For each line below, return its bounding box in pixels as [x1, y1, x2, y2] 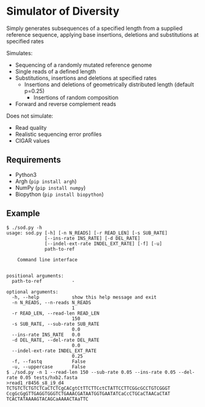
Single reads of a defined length [15, 67, 96, 75]
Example [6, 208, 40, 218]
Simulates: [6, 49, 33, 56]
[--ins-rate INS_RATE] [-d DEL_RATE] [45, 235, 140, 241]
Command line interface [17, 256, 78, 263]
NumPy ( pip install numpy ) [15, 184, 86, 191]
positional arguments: [6, 272, 64, 279]
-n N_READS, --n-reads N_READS [12, 299, 92, 305]
